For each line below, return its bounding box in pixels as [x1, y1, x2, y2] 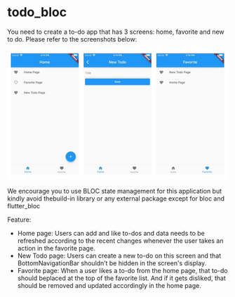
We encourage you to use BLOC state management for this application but [7, 187, 222, 195]
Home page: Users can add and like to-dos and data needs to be [17, 229, 205, 237]
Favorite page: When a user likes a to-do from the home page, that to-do [17, 266, 228, 274]
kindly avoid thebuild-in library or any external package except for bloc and [7, 194, 225, 203]
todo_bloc [7, 4, 67, 20]
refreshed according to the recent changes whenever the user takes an [17, 236, 224, 245]
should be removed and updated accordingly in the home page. [17, 281, 201, 289]
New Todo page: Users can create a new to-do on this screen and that [17, 251, 222, 260]
